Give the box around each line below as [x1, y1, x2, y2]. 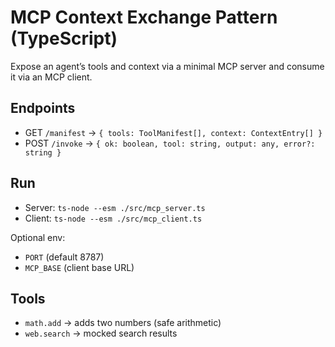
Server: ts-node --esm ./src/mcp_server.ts [24, 201, 206, 213]
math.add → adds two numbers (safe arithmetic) [24, 317, 222, 329]
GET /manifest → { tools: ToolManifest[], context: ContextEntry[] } [24, 126, 323, 138]
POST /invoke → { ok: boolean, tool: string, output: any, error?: [24, 137, 316, 149]
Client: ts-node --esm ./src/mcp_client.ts [24, 212, 203, 224]
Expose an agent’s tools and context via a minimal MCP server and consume [10, 60, 325, 72]
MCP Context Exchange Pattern [10, 6, 278, 29]
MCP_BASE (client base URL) [24, 261, 135, 273]
